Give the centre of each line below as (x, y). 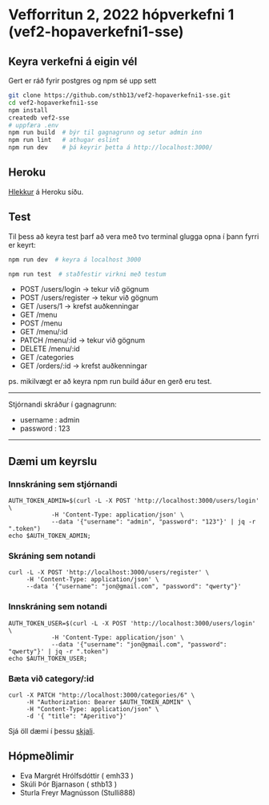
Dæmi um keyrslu (53, 461)
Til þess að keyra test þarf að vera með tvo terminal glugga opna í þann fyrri (134, 236)
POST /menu (41, 323)
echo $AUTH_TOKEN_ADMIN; (50, 536)
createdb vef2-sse (39, 118)
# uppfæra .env (34, 125)
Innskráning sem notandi (58, 607)
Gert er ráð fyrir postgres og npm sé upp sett (82, 81)
